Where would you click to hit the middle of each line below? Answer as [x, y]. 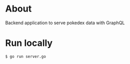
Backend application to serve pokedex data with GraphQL [65, 23]
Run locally [29, 43]
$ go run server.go [26, 56]
